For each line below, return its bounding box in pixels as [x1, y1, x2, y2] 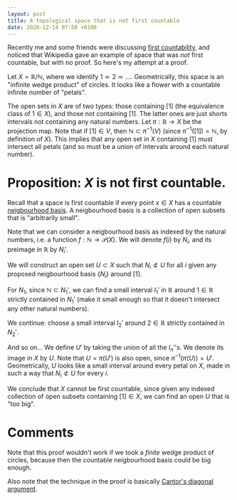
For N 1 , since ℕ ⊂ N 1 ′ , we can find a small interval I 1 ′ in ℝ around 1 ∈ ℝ [7, 286, 214, 296]
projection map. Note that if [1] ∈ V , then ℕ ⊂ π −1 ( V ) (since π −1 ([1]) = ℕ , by [7, 125, 228, 135]
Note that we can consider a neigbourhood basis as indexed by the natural [7, 227, 226, 236]
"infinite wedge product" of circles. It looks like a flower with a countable [7, 80, 221, 89]
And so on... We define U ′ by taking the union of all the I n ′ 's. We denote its [7, 343, 224, 353]
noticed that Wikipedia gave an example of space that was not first [7, 51, 204, 59]
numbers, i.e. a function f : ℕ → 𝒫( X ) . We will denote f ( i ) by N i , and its [7, 235, 212, 246]
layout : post [7, 10, 46, 18]
